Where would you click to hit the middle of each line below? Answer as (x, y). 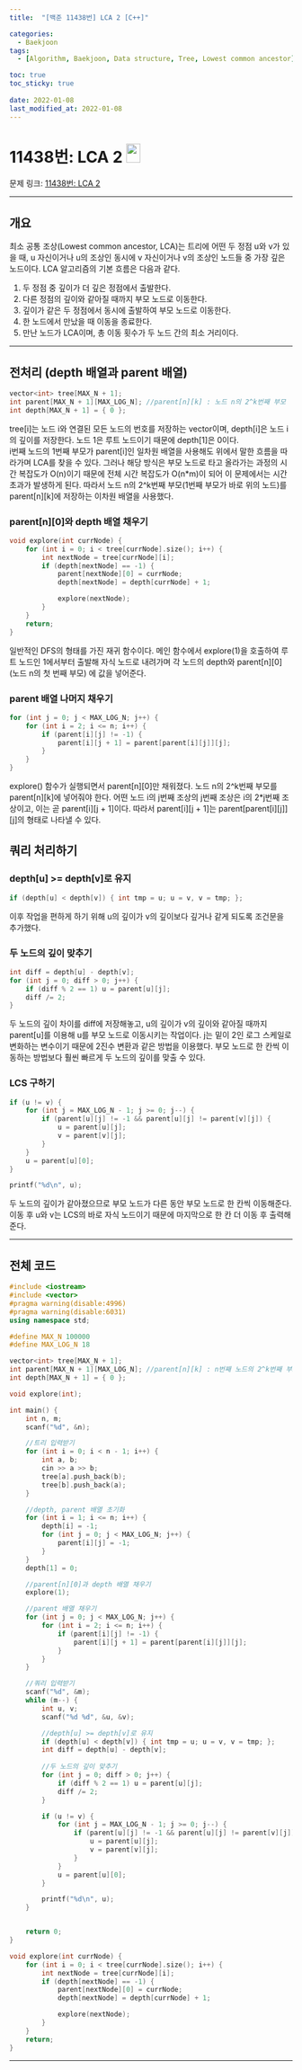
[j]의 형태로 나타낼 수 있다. (55, 820)
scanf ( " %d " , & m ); (58, 1692)
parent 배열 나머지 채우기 (62, 698)
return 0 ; (44, 1932)
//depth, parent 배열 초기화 (75, 1510)
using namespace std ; (50, 1320)
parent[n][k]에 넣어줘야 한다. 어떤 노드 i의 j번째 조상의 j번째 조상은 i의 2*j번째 (145, 797)
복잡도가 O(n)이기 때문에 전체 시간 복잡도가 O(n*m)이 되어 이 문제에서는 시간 (153, 474)
